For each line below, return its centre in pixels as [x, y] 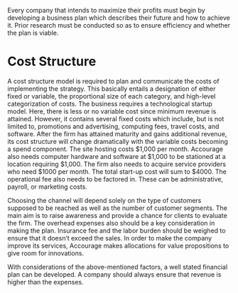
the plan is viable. [33, 33]
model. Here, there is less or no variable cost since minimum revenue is [112, 111]
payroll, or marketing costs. [47, 187]
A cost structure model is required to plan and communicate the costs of [113, 81]
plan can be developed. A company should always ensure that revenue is [114, 274]
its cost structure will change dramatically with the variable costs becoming [118, 141]
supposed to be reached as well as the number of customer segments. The [117, 208]
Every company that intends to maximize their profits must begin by [106, 10]
